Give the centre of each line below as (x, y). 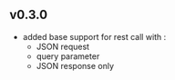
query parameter (68, 56)
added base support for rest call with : (94, 36)
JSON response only (75, 65)
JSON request (62, 46)
